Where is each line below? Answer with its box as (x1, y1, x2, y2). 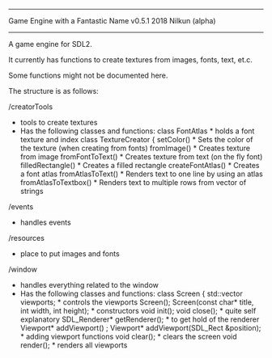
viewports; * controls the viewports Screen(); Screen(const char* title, (19, 297, 254, 307)
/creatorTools (8, 102, 53, 112)
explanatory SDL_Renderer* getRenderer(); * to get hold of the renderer (19, 314, 260, 324)
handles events (19, 217, 71, 227)
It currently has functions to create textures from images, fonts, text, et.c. (8, 55, 253, 65)
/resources (8, 234, 45, 242)
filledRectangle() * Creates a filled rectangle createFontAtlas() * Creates (19, 161, 260, 170)
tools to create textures (19, 118, 98, 127)
